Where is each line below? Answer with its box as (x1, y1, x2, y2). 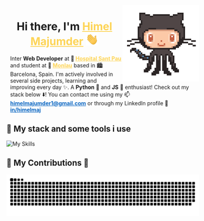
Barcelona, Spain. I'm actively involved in (10, 70, 114, 78)
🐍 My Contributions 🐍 (6, 158, 89, 168)
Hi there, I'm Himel (16, 20, 112, 34)
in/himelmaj (10, 106, 42, 113)
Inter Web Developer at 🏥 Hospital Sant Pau (10, 54, 122, 62)
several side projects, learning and (10, 77, 97, 84)
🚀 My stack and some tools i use (6, 124, 131, 134)
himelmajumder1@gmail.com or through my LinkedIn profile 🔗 (10, 99, 169, 107)
